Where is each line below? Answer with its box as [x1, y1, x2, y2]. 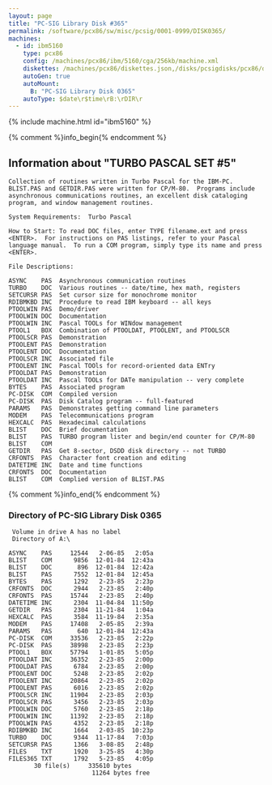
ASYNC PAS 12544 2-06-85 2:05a [8, 549, 154, 557]
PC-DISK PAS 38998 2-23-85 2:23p [8, 642, 154, 650]
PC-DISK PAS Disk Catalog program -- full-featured [8, 398, 194, 406]
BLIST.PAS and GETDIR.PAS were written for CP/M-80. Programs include [8, 185, 255, 193]
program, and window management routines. [8, 199, 154, 207]
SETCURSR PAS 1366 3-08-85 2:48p [8, 740, 154, 749]
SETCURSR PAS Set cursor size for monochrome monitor [8, 291, 198, 300]
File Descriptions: [8, 262, 74, 271]
